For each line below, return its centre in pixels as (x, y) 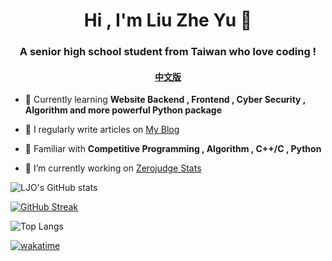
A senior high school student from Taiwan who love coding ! (168, 52)
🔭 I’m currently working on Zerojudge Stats (113, 168)
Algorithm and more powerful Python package (123, 110)
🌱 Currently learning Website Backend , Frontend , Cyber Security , (165, 100)
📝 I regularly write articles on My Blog (102, 130)
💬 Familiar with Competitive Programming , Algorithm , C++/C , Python (173, 149)
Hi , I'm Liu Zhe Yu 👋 (168, 20)
